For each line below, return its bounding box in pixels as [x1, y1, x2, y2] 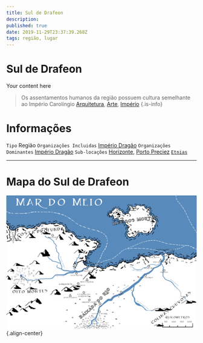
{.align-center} [6, 330, 43, 337]
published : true [6, 22, 47, 28]
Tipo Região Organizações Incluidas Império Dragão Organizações [6, 142, 171, 148]
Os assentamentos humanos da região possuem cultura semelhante [21, 94, 191, 101]
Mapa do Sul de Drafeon [6, 175, 129, 189]
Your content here [6, 82, 51, 90]
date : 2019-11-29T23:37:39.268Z [6, 29, 88, 35]
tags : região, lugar [6, 35, 59, 42]
